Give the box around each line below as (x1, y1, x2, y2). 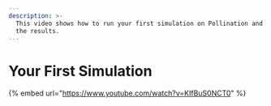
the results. (15, 27, 60, 35)
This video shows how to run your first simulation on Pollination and (15, 19, 264, 28)
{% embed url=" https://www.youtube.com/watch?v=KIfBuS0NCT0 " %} (8, 88, 247, 98)
